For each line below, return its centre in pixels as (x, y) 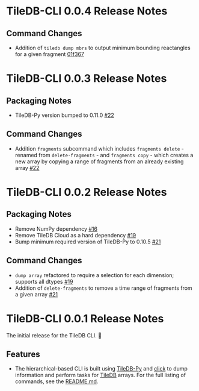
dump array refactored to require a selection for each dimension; (94, 275)
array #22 (27, 167)
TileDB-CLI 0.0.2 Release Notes (87, 192)
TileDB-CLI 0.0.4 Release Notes (87, 11)
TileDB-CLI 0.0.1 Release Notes (85, 318)
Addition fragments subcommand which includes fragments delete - (99, 148)
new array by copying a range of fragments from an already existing (99, 161)
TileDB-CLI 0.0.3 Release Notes (87, 79)
